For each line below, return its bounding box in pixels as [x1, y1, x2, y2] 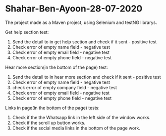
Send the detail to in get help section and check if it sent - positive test [12, 38, 157, 45]
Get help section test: [5, 29, 49, 35]
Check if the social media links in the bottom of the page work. [12, 125, 140, 131]
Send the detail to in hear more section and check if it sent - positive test [12, 74, 161, 80]
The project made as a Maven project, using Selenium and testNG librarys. [5, 19, 157, 25]
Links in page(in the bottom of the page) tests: [5, 105, 100, 111]
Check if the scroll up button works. [12, 120, 86, 126]
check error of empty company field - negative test [12, 84, 117, 90]
